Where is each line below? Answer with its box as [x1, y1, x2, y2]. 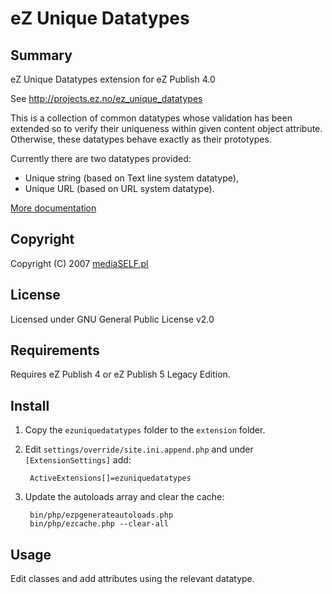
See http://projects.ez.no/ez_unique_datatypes [10, 93, 203, 104]
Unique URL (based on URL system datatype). [24, 183, 215, 194]
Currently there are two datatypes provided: [10, 153, 192, 164]
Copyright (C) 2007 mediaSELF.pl [10, 257, 149, 269]
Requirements [10, 342, 100, 359]
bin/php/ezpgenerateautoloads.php [29, 510, 174, 521]
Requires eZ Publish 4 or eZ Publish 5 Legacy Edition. [10, 368, 231, 381]
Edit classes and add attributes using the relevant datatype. [10, 573, 255, 585]
